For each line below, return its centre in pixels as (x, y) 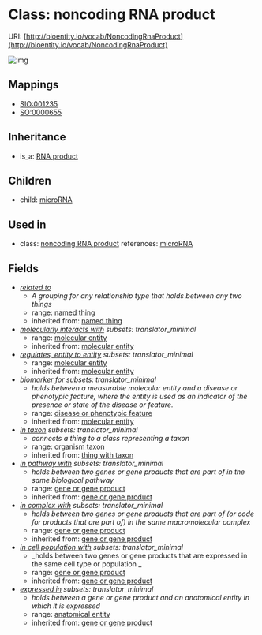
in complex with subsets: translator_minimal (91, 505)
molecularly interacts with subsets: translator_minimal (108, 329)
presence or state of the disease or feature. (102, 405)
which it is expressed (66, 606)
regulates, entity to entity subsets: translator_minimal (106, 354)
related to (35, 287)
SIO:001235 (39, 103)
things (42, 304)
